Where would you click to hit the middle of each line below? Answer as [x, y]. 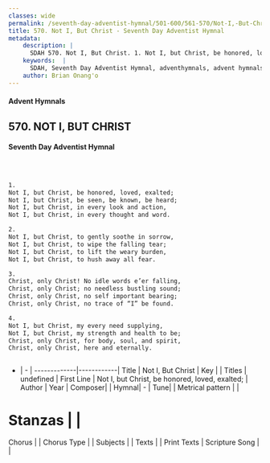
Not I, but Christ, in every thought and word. [90, 215]
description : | [48, 46]
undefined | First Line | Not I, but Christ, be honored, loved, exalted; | [134, 379]
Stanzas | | [45, 420]
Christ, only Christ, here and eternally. [80, 348]
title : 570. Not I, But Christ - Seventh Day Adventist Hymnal [117, 31]
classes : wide [32, 16]
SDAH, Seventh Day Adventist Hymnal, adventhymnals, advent [132, 68]
